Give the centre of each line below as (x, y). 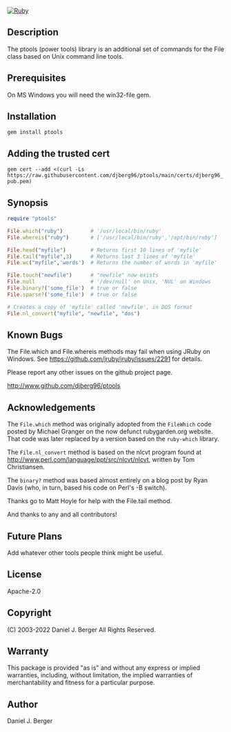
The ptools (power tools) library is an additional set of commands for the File (116, 49)
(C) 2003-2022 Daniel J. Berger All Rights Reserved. (82, 630)
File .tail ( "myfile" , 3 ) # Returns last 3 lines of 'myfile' (101, 256)
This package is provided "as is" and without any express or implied (104, 668)
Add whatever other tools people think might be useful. (85, 553)
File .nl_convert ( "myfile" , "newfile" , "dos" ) (73, 313)
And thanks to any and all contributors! (62, 514)
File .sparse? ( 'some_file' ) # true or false (72, 294)
